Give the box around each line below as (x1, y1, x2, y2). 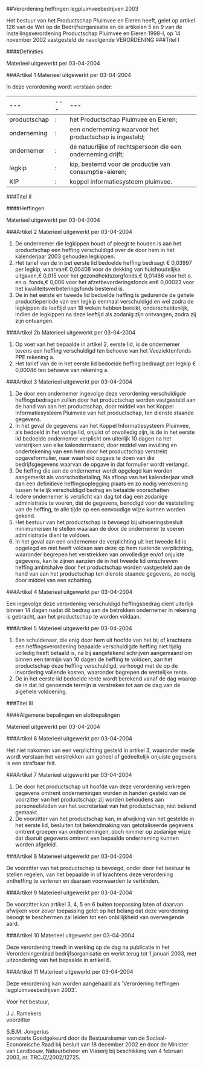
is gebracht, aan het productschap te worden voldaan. (6, 613, 141, 620)
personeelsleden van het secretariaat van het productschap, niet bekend (14, 802, 196, 809)
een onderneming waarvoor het (69, 125, 159, 133)
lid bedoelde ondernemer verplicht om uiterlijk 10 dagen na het (14, 435, 172, 442)
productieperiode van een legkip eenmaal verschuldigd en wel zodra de (14, 298, 195, 305)
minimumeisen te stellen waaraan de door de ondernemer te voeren (14, 525, 184, 532)
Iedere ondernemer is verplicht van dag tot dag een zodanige (14, 493, 168, 500)
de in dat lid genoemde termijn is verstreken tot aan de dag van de (14, 682, 181, 688)
